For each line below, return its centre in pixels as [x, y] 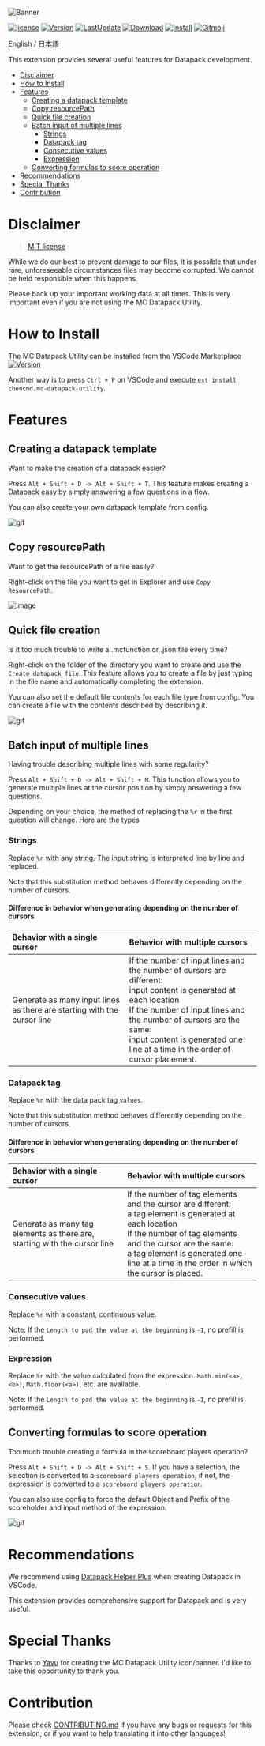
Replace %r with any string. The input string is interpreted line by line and [126, 858]
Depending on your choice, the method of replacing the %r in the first [120, 812]
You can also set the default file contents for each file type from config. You [131, 696]
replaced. [24, 866]
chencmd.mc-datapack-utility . [57, 388]
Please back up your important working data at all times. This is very [119, 293]
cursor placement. [163, 1059]
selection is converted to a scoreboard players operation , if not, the [119, 1475]
